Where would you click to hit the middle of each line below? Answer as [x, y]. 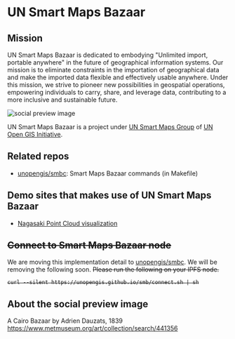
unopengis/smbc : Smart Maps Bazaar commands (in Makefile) [108, 173]
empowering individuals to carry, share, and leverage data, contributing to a [117, 92]
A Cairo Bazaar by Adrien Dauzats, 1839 [65, 321]
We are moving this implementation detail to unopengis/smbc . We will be [112, 262]
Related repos [38, 156]
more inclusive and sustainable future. [62, 100]
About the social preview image [78, 304]
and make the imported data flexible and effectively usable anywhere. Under [118, 77]
